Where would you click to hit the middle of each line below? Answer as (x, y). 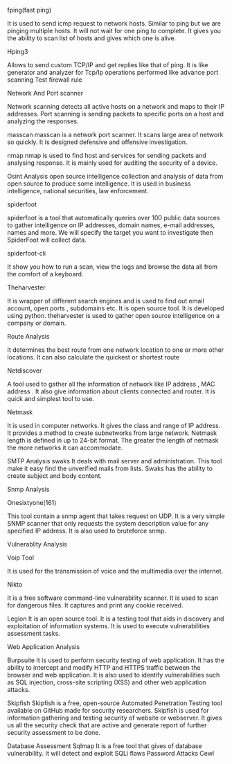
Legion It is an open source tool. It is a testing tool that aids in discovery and (116, 619)
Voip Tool (21, 558)
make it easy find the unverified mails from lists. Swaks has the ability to (110, 468)
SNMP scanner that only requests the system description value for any (108, 523)
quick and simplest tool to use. (51, 399)
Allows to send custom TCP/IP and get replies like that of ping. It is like (108, 65)
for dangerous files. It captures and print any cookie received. (95, 605)
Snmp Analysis (28, 489)
